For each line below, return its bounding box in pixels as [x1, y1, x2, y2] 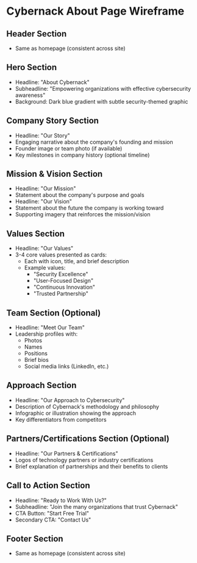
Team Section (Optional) [6, 308, 101, 318]
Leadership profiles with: [15, 330, 78, 338]
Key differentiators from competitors [15, 416, 107, 423]
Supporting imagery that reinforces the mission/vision [15, 211, 151, 218]
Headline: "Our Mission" [15, 185, 76, 193]
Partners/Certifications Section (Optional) [6, 434, 170, 444]
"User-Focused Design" [33, 277, 93, 285]
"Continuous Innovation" [33, 283, 96, 291]
